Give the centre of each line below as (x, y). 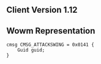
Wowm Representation (51, 31)
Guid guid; (31, 50)
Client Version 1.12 (42, 10)
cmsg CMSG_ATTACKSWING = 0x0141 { (50, 45)
